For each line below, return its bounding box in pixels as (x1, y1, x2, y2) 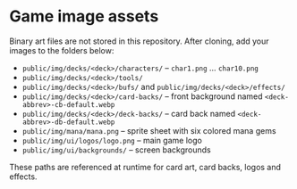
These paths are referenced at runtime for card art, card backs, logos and (9, 161, 282, 172)
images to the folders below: (9, 45, 115, 55)
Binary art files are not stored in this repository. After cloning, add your (9, 36, 270, 46)
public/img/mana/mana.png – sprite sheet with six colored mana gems (21, 125, 276, 136)
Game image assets (9, 6, 159, 27)
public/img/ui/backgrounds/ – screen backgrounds (21, 144, 212, 155)
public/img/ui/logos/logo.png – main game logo (21, 135, 203, 145)
